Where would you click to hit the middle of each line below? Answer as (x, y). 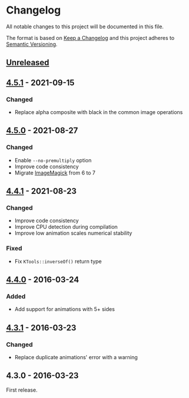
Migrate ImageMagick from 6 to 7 (55, 173)
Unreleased (28, 63)
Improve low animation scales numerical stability (73, 233)
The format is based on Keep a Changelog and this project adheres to (90, 38)
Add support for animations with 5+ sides (65, 309)
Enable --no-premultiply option (53, 160)
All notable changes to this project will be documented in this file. (85, 26)
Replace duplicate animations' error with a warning (76, 357)
